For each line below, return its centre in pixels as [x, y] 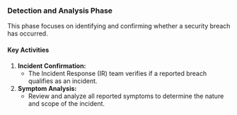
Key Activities [28, 50]
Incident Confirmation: [52, 65]
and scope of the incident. [66, 103]
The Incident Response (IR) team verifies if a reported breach [117, 73]
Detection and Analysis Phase [60, 11]
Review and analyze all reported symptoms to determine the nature [126, 96]
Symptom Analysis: [47, 88]
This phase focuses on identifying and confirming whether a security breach [119, 26]
